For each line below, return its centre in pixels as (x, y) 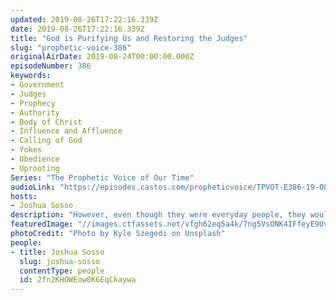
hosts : (24, 196)
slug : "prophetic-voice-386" (71, 47)
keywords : (31, 76)
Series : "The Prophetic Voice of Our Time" (102, 177)
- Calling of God (46, 141)
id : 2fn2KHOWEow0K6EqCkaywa (78, 280)
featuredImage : (42, 224)
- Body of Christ (46, 122)
